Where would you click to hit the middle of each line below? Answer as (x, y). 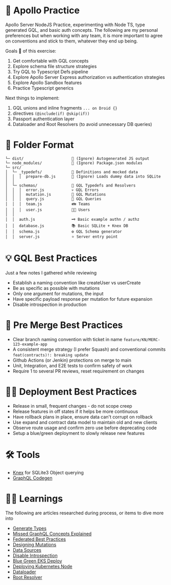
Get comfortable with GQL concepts (51, 60)
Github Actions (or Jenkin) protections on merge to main (72, 360)
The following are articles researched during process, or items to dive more (84, 513)
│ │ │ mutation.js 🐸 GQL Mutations (56, 194)
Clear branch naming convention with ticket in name (67, 339)
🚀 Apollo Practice (43, 11)
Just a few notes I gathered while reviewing (51, 273)
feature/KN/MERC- (142, 340)
